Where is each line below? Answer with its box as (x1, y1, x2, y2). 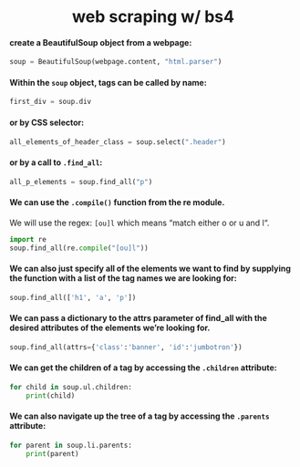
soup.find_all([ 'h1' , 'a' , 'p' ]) (9, 293, 137, 302)
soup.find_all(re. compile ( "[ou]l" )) (9, 244, 149, 253)
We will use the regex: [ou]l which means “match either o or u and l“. (9, 217, 270, 228)
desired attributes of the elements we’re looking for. (9, 322, 211, 334)
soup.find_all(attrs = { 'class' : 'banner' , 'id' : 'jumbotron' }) (9, 342, 243, 352)
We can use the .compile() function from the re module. (9, 197, 225, 208)
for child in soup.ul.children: (9, 382, 132, 391)
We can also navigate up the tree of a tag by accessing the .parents (9, 410, 270, 421)
